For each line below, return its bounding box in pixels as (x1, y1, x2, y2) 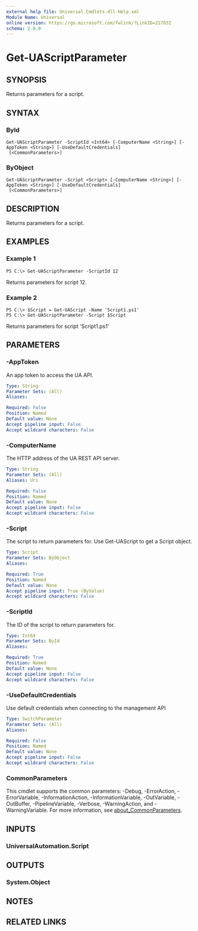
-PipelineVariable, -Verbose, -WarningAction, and (32, 800, 153, 808)
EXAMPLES (6, 237, 49, 247)
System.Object (6, 878, 51, 886)
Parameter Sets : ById (6, 638, 60, 644)
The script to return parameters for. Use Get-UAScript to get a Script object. (6, 538, 192, 545)
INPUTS (6, 824, 36, 834)
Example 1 (6, 255, 36, 263)
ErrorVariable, (6, 794, 40, 801)
